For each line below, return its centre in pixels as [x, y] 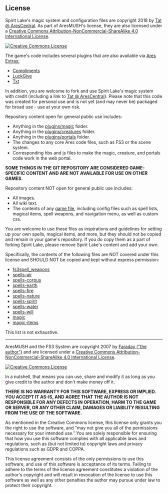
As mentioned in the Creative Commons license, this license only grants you [83, 422]
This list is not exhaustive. [32, 332]
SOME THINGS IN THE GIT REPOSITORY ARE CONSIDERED [67, 167]
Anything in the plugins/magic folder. [50, 126]
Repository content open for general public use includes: [64, 116]
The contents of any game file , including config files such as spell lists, [85, 208]
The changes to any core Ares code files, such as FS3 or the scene [81, 142]
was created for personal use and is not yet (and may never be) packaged [81, 101]
